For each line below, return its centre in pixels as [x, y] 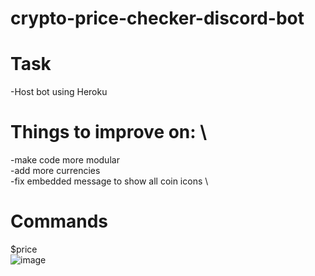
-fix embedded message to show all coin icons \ [109, 181]
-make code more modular [65, 160]
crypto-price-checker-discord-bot [157, 18]
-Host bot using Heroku [59, 92]
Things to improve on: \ [109, 132]
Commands [59, 221]
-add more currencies [55, 171]
